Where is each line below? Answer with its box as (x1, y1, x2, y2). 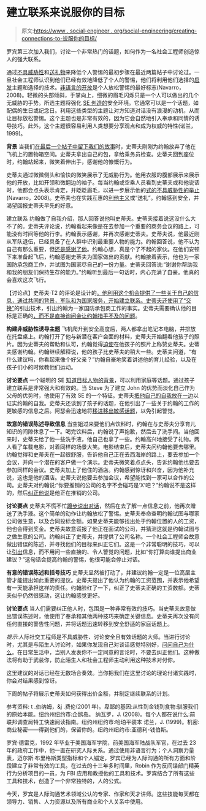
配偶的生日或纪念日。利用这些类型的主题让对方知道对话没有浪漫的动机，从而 (6, 107, 200, 114)
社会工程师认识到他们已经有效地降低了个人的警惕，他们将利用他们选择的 (11, 76, 194, 83)
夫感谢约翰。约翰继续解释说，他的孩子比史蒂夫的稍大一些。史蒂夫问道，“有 (6, 348, 197, 356)
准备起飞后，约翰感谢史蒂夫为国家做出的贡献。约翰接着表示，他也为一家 (17, 253, 200, 261)
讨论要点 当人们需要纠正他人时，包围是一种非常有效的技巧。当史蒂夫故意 (6, 604, 191, 612)
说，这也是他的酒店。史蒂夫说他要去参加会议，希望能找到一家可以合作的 (6, 473, 189, 481)
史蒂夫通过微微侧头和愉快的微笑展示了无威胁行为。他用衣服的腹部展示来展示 (6, 171, 200, 178)
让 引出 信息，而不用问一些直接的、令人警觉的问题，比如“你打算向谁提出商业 (6, 548, 197, 555)
